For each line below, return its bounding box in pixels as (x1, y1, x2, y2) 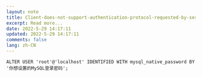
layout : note (6, 8, 39, 15)
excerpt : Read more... (6, 20, 63, 26)
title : (6, 14, 23, 20)
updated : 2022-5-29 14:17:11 (6, 31, 79, 37)
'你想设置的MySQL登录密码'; (6, 65, 69, 71)
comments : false (6, 37, 47, 43)
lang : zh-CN (6, 43, 36, 49)
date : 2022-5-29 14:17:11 (6, 25, 71, 32)
